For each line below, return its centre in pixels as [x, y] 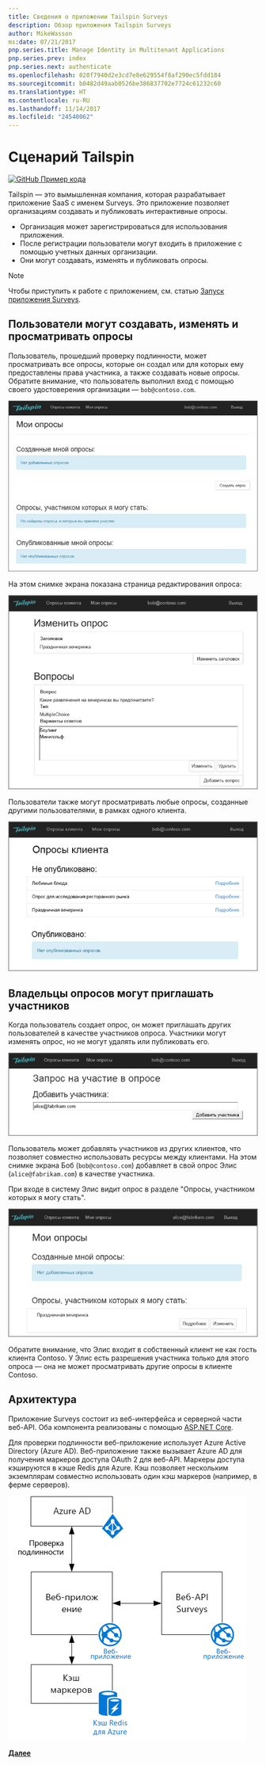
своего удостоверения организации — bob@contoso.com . [102, 389]
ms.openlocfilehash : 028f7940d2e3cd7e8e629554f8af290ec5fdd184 [115, 75]
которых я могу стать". [47, 1197]
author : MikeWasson [40, 33]
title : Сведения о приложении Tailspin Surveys [88, 17]
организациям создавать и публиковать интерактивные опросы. [118, 212]
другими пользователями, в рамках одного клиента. [98, 810]
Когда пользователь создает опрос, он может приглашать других [120, 1025]
